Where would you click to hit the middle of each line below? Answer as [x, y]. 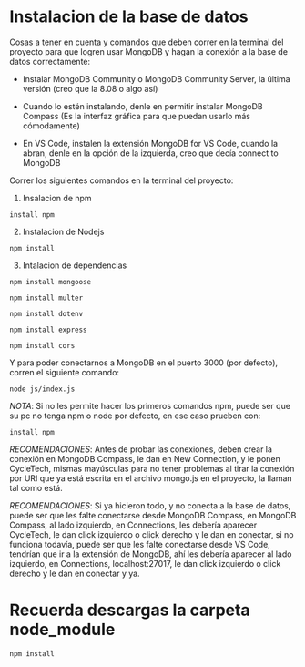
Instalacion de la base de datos [129, 17]
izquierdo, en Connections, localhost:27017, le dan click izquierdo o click [145, 563]
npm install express [49, 330]
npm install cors [42, 345]
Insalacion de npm [57, 198]
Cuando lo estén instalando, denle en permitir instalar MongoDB [142, 106]
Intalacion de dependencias [75, 265]
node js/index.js [42, 389]
